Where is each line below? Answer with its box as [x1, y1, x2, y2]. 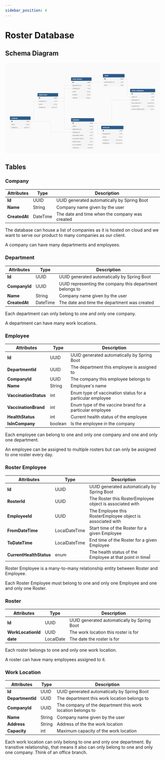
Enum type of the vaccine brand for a [70, 402, 146, 408]
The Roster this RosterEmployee [89, 496, 154, 501]
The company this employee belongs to [70, 376, 151, 382]
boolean [50, 421, 67, 427]
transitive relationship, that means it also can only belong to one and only [5, 744, 153, 750]
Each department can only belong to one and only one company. [5, 310, 136, 317]
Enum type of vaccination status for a [70, 390, 146, 396]
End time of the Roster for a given [89, 537, 157, 543]
